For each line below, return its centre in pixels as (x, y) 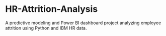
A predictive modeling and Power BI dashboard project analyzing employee (83, 23)
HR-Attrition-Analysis (52, 9)
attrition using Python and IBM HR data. (46, 28)
